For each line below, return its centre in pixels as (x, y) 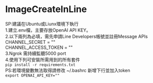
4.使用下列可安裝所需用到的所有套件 (43, 59)
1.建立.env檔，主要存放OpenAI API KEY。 (48, 30)
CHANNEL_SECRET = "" (30, 42)
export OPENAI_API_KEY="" (32, 75)
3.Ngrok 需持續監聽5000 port (36, 53)
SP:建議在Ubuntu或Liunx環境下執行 (42, 24)
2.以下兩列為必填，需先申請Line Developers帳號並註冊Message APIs (76, 36)
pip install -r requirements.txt (40, 65)
